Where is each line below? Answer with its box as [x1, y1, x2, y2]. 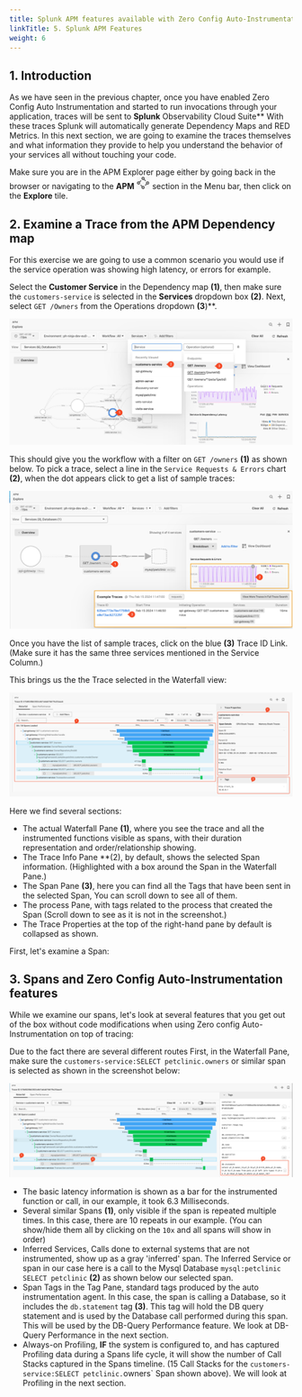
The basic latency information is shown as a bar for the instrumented [22, 1185, 278, 1197]
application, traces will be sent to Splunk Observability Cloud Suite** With [9, 111, 284, 122]
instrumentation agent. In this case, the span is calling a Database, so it [22, 1291, 287, 1302]
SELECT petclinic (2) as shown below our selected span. [22, 1272, 234, 1283]
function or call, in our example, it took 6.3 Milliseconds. [22, 1195, 230, 1206]
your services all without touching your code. [9, 150, 177, 160]
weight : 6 [9, 33, 47, 42]
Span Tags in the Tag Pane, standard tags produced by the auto [22, 1282, 259, 1293]
